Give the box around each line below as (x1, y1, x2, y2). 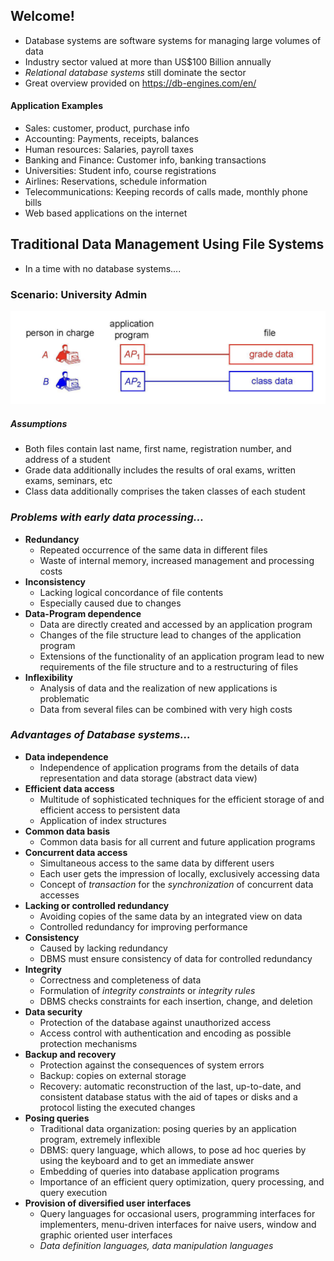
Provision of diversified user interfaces (24, 1197, 192, 1209)
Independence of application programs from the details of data (39, 761, 300, 773)
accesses (39, 889, 80, 901)
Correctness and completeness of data (39, 974, 202, 986)
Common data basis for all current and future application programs (39, 835, 316, 848)
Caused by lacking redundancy (39, 942, 168, 954)
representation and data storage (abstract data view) (39, 772, 258, 784)
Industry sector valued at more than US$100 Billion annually (24, 55, 272, 68)
